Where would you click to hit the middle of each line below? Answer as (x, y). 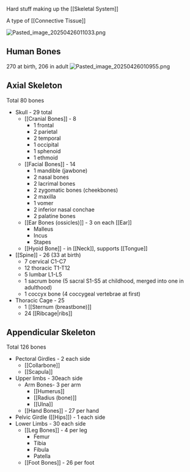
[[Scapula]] (38, 372)
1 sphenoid (47, 151)
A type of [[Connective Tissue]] (46, 20)
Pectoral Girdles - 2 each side (53, 359)
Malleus (43, 229)
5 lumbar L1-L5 (43, 274)
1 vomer (43, 203)
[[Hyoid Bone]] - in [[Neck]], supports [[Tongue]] (86, 248)
